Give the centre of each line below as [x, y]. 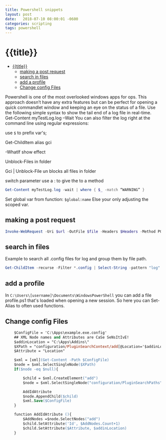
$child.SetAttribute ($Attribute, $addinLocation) [75, 428]
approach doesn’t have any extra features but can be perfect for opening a [81, 102]
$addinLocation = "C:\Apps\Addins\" [52, 342]
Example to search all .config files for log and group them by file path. [76, 259]
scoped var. [17, 204]
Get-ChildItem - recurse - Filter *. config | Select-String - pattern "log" [83, 268]
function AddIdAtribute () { [43, 415]
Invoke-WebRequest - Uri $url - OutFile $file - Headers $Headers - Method [80, 231]
